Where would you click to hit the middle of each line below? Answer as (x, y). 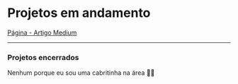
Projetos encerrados (43, 57)
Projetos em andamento (79, 13)
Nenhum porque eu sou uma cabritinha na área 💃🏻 (81, 73)
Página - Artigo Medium (42, 32)
